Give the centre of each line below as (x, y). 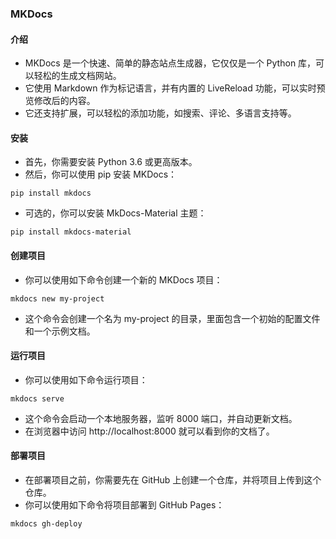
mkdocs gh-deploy (46, 523)
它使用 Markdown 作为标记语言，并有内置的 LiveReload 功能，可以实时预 (175, 88)
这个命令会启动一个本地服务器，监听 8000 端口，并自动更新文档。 (161, 418)
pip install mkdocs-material (71, 232)
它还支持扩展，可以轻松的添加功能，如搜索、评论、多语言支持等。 (160, 113)
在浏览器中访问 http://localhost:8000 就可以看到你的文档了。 (149, 431)
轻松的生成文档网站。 (77, 76)
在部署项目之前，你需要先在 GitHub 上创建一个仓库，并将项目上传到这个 (173, 479)
